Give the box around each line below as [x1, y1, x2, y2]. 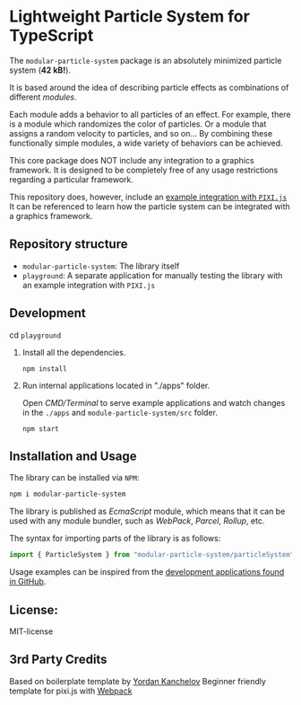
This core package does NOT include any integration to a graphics [9, 154, 254, 165]
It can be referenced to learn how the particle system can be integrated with [9, 200, 291, 212]
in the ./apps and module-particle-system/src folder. [21, 407, 218, 418]
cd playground [9, 330, 62, 340]
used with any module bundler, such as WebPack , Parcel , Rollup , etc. [9, 516, 265, 526]
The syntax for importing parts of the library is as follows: [9, 533, 221, 544]
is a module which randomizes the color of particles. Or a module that [9, 119, 267, 129]
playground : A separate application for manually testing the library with [21, 269, 283, 280]
